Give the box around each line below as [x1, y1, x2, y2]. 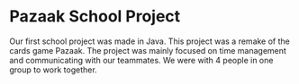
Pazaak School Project [9, 6, 181, 27]
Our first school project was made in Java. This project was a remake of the [9, 36, 290, 46]
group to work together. [9, 64, 97, 75]
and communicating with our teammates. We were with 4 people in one [9, 55, 274, 65]
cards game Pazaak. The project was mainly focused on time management [9, 45, 286, 55]
